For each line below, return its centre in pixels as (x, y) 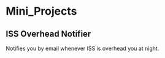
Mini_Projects (41, 11)
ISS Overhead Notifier (48, 34)
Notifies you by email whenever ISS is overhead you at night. (82, 48)
